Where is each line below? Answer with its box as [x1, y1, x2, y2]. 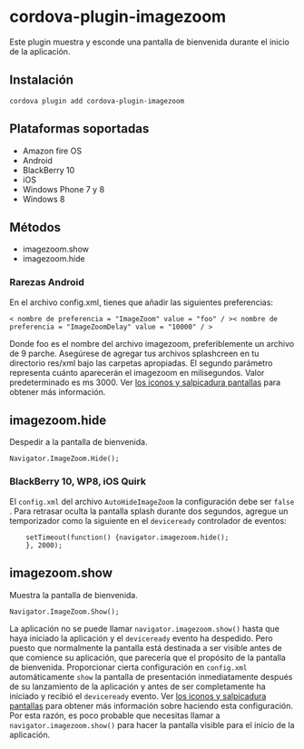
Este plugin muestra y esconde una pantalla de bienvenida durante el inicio [9, 36, 290, 47]
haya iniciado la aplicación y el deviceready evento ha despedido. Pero [9, 633, 274, 644]
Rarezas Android [9, 276, 84, 289]
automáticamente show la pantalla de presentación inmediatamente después [9, 671, 293, 682]
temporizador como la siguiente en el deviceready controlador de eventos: [9, 515, 288, 526]
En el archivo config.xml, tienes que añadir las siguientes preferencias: [9, 297, 274, 308]
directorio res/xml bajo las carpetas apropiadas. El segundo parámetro [9, 357, 273, 369]
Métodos [9, 220, 62, 235]
